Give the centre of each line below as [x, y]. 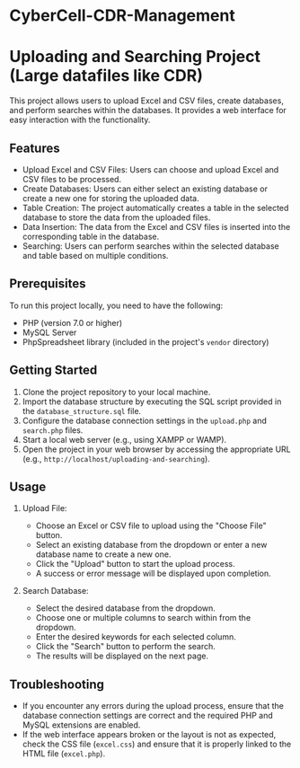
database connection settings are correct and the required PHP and [148, 716]
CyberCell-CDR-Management [122, 16]
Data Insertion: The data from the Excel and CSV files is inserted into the [156, 226]
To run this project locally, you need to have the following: [116, 305]
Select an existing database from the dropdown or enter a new [151, 545]
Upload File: [44, 508]
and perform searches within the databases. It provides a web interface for [148, 110]
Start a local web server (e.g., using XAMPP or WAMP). [124, 439]
